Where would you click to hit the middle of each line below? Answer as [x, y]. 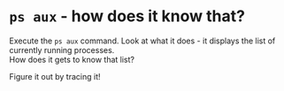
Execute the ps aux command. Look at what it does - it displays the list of [142, 41]
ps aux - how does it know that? [127, 16]
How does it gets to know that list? [72, 59]
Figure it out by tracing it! [55, 76]
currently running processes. [62, 49]
